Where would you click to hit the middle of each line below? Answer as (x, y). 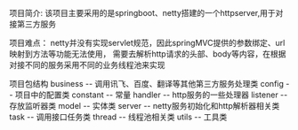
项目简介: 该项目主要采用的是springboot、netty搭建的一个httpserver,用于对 (146, 13)
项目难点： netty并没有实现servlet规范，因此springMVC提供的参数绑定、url (147, 43)
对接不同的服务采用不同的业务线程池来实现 (87, 65)
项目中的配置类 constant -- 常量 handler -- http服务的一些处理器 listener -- (151, 95)
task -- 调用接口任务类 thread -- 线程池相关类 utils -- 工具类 (118, 117)
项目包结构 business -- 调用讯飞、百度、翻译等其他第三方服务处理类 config (147, 84)
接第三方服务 (32, 24)
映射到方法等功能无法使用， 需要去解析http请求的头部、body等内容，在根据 (148, 54)
